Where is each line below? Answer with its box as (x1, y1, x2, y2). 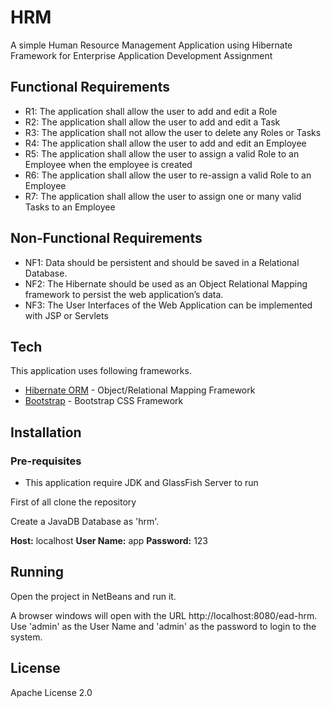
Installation (10, 424, 82, 441)
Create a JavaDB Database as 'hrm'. (10, 516, 160, 528)
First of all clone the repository (10, 496, 137, 508)
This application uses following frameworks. (10, 365, 192, 377)
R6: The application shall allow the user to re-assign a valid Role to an (24, 169, 312, 181)
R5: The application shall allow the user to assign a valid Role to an (24, 147, 300, 160)
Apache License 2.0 (10, 686, 93, 698)
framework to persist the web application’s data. (24, 288, 224, 300)
